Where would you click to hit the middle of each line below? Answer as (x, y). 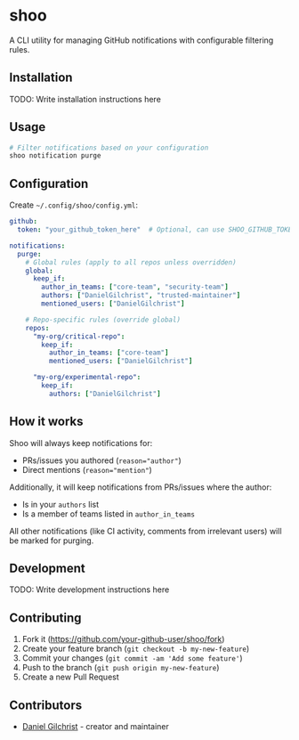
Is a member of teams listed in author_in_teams (109, 514)
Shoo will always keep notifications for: (81, 443)
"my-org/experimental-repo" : (87, 378)
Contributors (46, 705)
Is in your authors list (61, 504)
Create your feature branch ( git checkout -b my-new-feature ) (136, 649)
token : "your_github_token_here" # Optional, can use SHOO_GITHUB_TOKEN (157, 230)
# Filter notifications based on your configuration (109, 148)
